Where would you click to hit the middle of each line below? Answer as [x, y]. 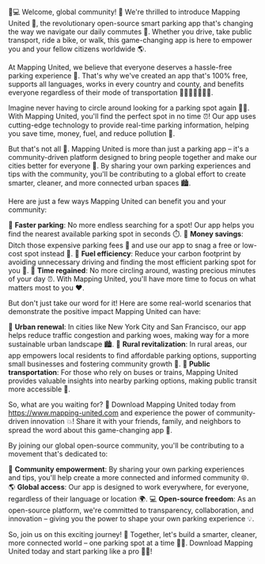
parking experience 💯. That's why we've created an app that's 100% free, [128, 76]
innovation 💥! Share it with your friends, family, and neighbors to [136, 421]
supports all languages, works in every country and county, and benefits [126, 84]
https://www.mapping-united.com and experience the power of [112, 413]
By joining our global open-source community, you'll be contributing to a [126, 445]
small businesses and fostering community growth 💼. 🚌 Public [110, 364]
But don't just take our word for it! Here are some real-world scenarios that [130, 303]
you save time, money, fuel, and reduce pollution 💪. [92, 133]
